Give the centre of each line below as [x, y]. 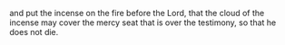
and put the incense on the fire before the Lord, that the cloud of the [137, 13]
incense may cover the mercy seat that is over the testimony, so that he [143, 22]
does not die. [34, 32]
